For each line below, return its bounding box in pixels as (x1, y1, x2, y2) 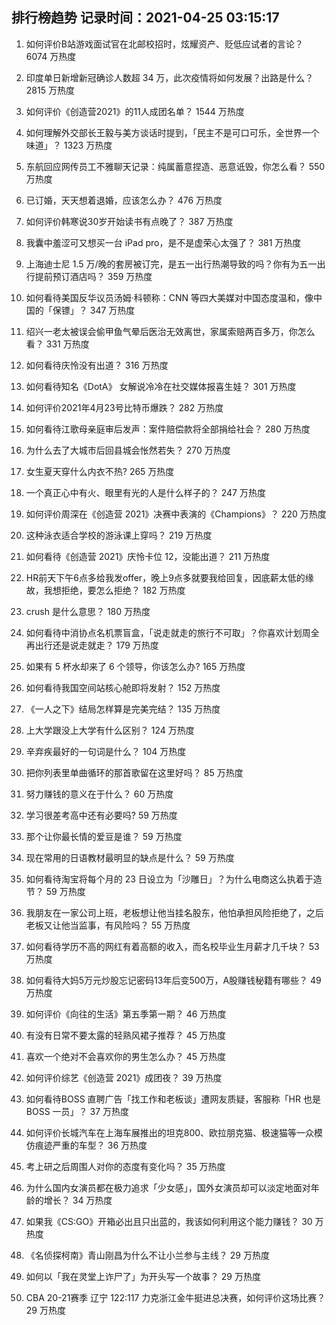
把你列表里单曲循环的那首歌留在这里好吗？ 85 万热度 (25, 766, 244, 778)
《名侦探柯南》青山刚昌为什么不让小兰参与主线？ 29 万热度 (25, 1249, 270, 1261)
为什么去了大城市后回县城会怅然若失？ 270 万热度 (25, 444, 231, 456)
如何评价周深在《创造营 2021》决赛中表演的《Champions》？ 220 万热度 (25, 508, 327, 520)
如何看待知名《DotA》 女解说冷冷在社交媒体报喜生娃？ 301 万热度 (25, 380, 297, 392)
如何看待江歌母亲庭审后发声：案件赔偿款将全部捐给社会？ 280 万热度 (25, 423, 311, 435)
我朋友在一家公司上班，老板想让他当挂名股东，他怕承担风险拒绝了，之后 (25, 906, 324, 918)
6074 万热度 (25, 50, 77, 62)
